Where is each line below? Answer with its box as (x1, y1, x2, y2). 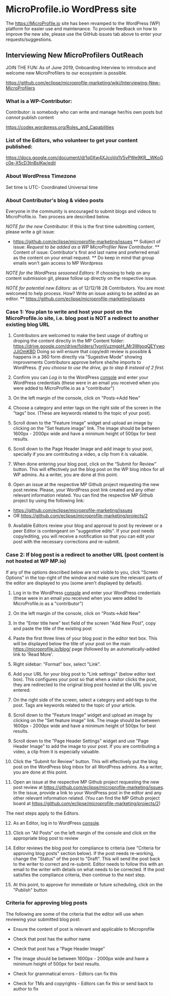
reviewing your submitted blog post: (6, 916, 81, 922)
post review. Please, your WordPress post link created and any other (13, 487, 155, 493)
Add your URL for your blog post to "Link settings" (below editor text (13, 671, 155, 677)
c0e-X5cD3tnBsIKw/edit (6, 160, 56, 166)
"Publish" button (13, 887, 47, 893)
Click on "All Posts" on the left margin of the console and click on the (13, 830, 156, 836)
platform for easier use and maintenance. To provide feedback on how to (6, 25, 157, 31)
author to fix (13, 985, 39, 991)
